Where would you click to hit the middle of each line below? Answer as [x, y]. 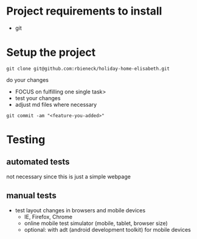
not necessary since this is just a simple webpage [68, 177]
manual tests [31, 196]
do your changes [27, 79]
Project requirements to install [84, 11]
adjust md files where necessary [56, 104]
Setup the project [51, 52]
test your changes [38, 98]
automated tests [38, 162]
